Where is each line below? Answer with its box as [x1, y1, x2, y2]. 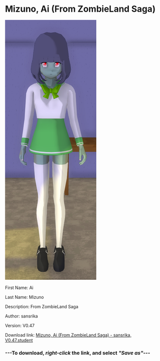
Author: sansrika [5, 313, 38, 319]
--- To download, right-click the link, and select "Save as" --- [5, 349, 151, 356]
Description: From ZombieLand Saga [5, 303, 79, 309]
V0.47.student [5, 337, 33, 343]
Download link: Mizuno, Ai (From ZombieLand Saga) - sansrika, [5, 332, 132, 338]
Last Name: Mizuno [5, 294, 44, 300]
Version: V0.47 [5, 322, 35, 328]
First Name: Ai [5, 285, 34, 291]
